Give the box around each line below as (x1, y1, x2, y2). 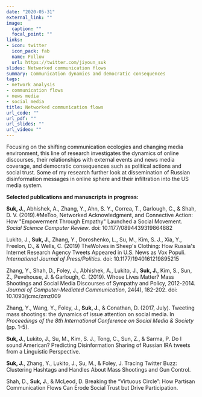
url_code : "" (6, 110, 39, 116)
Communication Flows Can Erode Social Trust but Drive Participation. (6, 384, 178, 391)
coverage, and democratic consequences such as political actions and (6, 162, 182, 170)
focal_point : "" (11, 31, 52, 37)
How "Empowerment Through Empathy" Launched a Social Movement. (6, 218, 183, 225)
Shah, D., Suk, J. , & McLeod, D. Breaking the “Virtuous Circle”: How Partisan (6, 378, 195, 385)
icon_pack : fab (11, 48, 50, 54)
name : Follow (11, 54, 45, 60)
